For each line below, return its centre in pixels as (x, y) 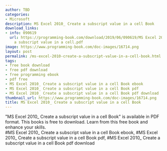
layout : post (19, 51)
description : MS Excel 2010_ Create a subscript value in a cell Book (80, 24)
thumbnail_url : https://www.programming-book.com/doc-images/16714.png (81, 98)
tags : (11, 61)
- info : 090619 (21, 33)
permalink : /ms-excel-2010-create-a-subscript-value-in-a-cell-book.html (83, 56)
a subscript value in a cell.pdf (49, 42)
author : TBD (17, 10)
